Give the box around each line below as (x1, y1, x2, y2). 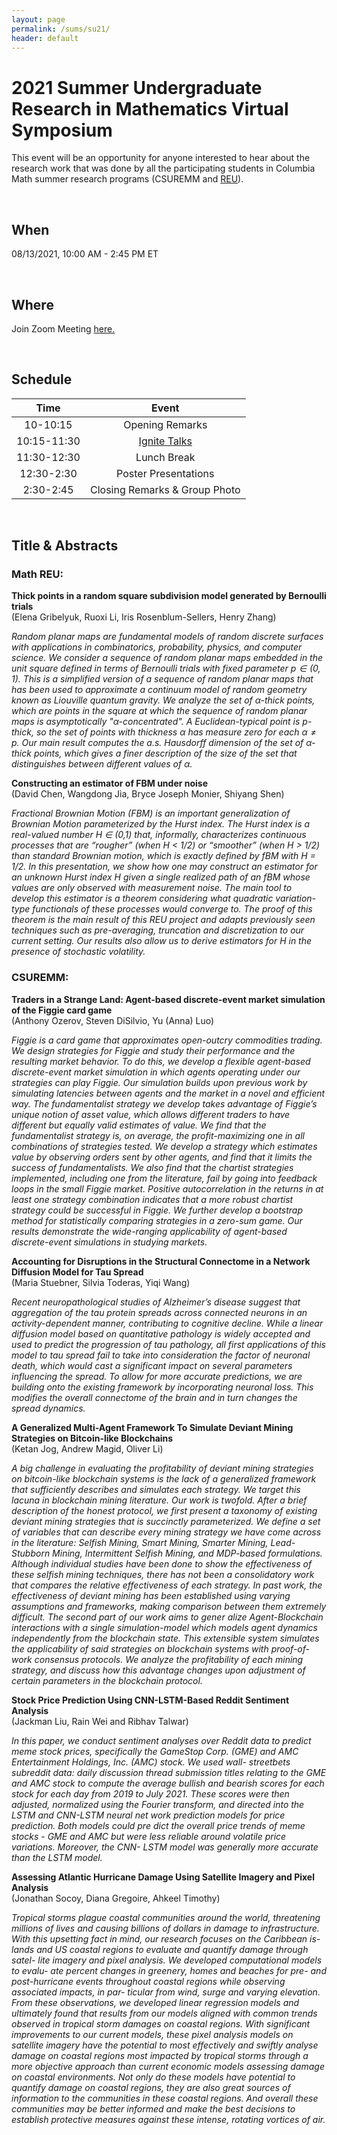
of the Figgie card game (11, 1004, 113, 1016)
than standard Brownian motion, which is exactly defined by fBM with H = (11, 850, 316, 862)
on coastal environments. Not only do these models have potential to (11, 2071, 296, 2083)
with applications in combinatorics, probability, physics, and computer (11, 641, 303, 653)
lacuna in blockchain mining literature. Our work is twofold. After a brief (11, 1494, 308, 1506)
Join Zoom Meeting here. (11, 322, 116, 335)
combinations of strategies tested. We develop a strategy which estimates (11, 1140, 318, 1152)
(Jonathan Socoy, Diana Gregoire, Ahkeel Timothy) (11, 1892, 221, 1904)
